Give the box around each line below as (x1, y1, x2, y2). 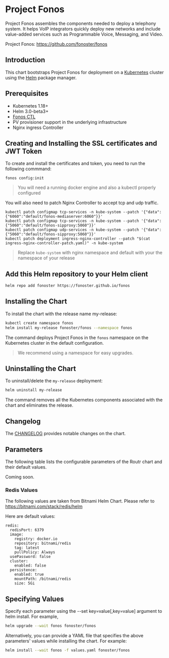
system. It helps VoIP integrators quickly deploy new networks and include (5, 25, 161, 31)
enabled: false (14, 563, 47, 568)
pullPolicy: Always (14, 550, 56, 555)
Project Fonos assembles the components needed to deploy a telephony (5, 20, 156, 26)
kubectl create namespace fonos (5, 320, 73, 325)
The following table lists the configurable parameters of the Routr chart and (5, 458, 162, 465)
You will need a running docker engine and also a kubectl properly (17, 184, 156, 191)
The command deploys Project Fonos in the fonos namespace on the (5, 334, 149, 341)
